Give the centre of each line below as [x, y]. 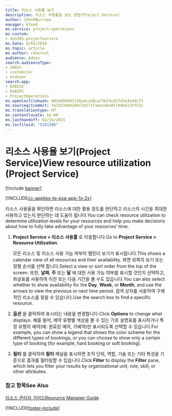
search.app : [18, 82]
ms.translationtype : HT [31, 110]
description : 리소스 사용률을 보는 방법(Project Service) [63, 15]
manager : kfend [22, 24]
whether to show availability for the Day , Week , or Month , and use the [87, 285]
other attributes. [30, 371]
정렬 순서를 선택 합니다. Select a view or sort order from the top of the [84, 266]
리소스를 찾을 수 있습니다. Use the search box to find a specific [87, 297]
